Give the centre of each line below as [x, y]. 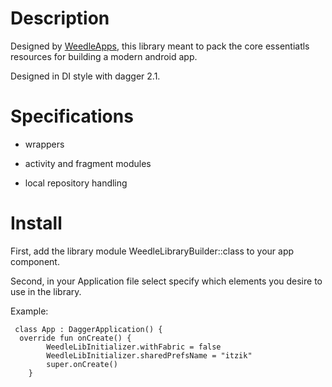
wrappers [44, 144]
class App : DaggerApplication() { [88, 329]
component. [35, 261]
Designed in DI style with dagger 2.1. [85, 76]
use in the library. [46, 291]
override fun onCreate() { [75, 338]
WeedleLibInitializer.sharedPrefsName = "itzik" [149, 355]
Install [36, 223]
